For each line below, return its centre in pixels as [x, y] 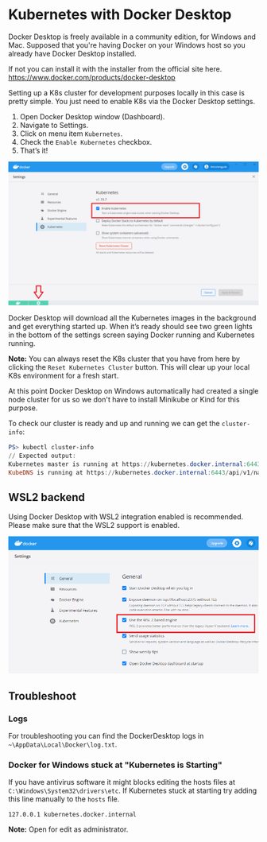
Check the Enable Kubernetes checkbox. [86, 142]
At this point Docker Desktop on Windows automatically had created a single [133, 391]
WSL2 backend [47, 497]
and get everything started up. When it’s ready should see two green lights [130, 327]
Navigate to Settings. [54, 125]
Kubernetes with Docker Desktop [120, 15]
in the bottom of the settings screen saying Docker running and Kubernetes [132, 335]
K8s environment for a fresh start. [64, 376]
